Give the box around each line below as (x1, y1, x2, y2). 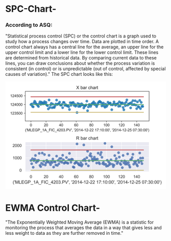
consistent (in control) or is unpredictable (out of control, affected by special (5, 66, 166, 72)
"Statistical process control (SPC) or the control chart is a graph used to (5, 33, 157, 39)
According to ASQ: (5, 22, 53, 29)
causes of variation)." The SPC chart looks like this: (5, 71, 113, 77)
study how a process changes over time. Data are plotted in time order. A (5, 38, 159, 45)
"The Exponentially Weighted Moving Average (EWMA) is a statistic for (5, 219, 154, 226)
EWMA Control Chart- (5, 202, 101, 214)
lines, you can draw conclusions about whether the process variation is (5, 60, 155, 67)
